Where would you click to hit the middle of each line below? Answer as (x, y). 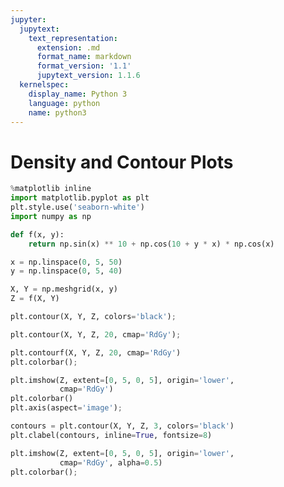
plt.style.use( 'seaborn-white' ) (77, 207)
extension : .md (68, 47)
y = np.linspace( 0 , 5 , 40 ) (66, 271)
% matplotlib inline (51, 189)
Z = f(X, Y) (35, 299)
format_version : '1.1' (84, 66)
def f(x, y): (37, 234)
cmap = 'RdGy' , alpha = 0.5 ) (111, 462)
